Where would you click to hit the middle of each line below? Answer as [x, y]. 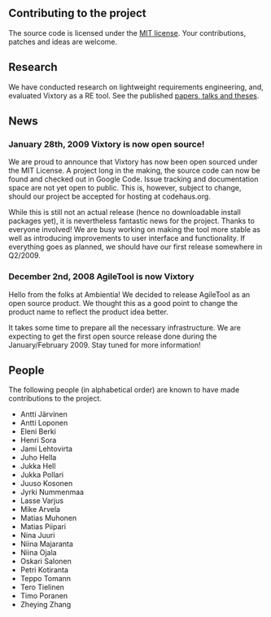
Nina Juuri [37, 536]
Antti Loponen [44, 423]
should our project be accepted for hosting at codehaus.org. [110, 197]
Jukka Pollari [42, 475]
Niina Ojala [38, 553]
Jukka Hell [38, 466]
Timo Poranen [44, 596]
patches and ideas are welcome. [63, 42]
